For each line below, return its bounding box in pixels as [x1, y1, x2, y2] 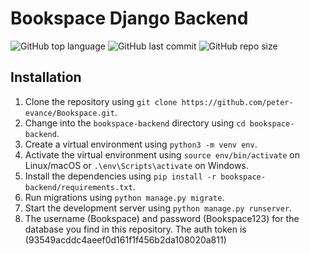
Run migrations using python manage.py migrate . [24, 191, 225, 203]
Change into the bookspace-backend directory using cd [24, 117, 246, 129]
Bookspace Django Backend [10, 7, 249, 30]
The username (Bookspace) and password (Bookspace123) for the [24, 212, 300, 224]
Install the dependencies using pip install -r [24, 170, 217, 182]
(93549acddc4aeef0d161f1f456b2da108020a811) [24, 233, 227, 246]
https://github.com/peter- [181, 97, 294, 107]
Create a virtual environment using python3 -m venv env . [24, 138, 258, 150]
